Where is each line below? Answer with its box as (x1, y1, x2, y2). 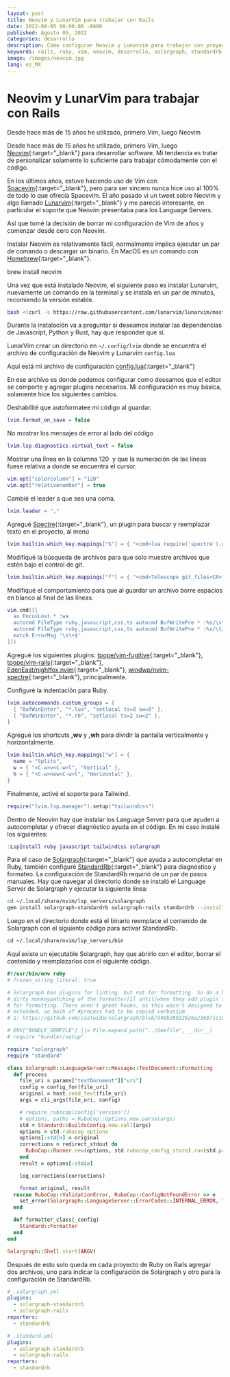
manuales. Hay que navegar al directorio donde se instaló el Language (7, 877, 206, 886)
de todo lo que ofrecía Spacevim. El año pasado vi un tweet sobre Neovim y (7, 191, 221, 199)
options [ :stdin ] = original (19, 1135, 99, 1141)
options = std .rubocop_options (19, 1128, 109, 1135)
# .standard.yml (7, 1332, 53, 1339)
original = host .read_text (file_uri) (19, 1090, 127, 1097)
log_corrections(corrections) (19, 1172, 106, 1179)
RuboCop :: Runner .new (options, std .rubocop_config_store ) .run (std (25, 1148, 216, 1154)
